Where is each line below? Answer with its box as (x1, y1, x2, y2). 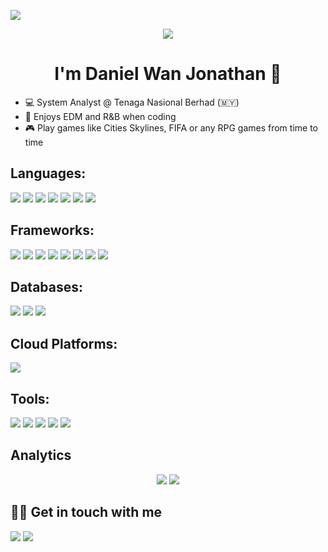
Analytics (10, 447, 72, 464)
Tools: (10, 390, 50, 407)
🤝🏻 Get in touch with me (10, 504, 163, 521)
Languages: (10, 165, 87, 182)
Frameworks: (10, 222, 95, 239)
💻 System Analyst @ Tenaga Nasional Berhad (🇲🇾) (24, 96, 240, 108)
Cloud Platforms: (10, 335, 118, 352)
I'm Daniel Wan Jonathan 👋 (54, 63, 282, 85)
